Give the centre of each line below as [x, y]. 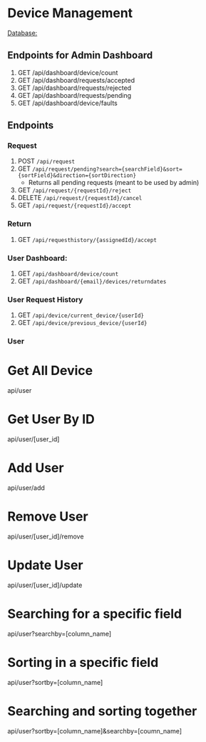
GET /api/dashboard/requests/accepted [76, 80]
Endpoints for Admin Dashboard [80, 55]
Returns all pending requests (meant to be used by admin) [114, 183]
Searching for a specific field [95, 614]
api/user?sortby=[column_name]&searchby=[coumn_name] [95, 731]
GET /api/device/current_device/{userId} [81, 315]
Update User [45, 565]
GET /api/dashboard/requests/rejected [74, 88]
